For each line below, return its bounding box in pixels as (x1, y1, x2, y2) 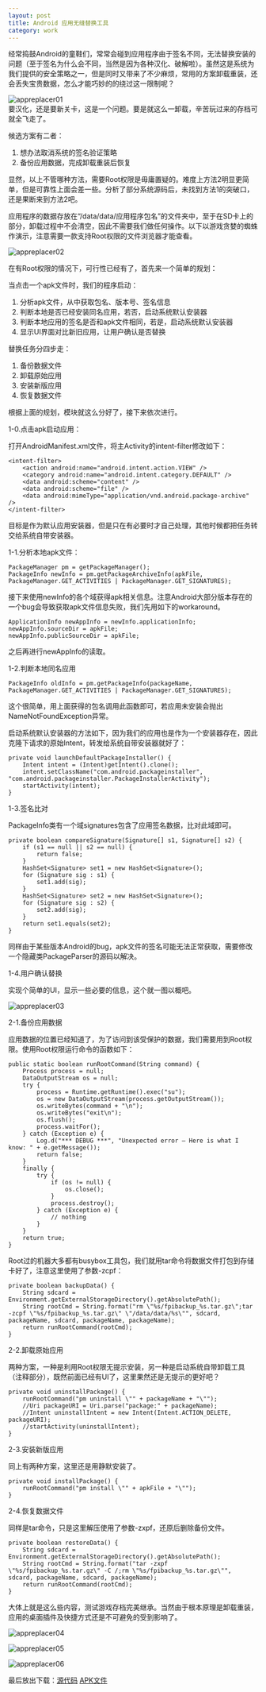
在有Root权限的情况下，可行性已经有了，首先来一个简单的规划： (8, 264, 218, 273)
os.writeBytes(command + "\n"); (36, 1102, 144, 1111)
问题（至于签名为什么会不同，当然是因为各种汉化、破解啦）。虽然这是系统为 (8, 59, 255, 68)
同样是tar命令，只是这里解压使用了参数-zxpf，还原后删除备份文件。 (8, 1523, 230, 1533)
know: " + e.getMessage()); (8, 1144, 101, 1152)
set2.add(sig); (36, 906, 87, 914)
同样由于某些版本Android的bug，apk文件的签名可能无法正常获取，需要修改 (8, 942, 253, 952)
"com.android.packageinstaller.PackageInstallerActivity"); (8, 775, 211, 783)
